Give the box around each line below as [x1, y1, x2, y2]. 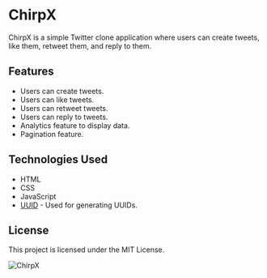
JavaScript [19, 191, 57, 201]
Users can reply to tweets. [19, 112, 108, 122]
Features [8, 65, 54, 79]
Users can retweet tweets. [19, 103, 108, 113]
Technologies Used [8, 152, 108, 167]
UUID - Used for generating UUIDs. [19, 200, 138, 210]
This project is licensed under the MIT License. [8, 245, 165, 254]
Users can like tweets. [19, 95, 95, 105]
